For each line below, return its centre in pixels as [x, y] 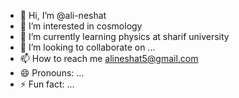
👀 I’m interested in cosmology [81, 26]
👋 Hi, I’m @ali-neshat [63, 15]
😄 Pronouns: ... [52, 73]
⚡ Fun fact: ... [47, 84]
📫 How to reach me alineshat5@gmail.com [109, 58]
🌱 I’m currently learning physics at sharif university [124, 36]
